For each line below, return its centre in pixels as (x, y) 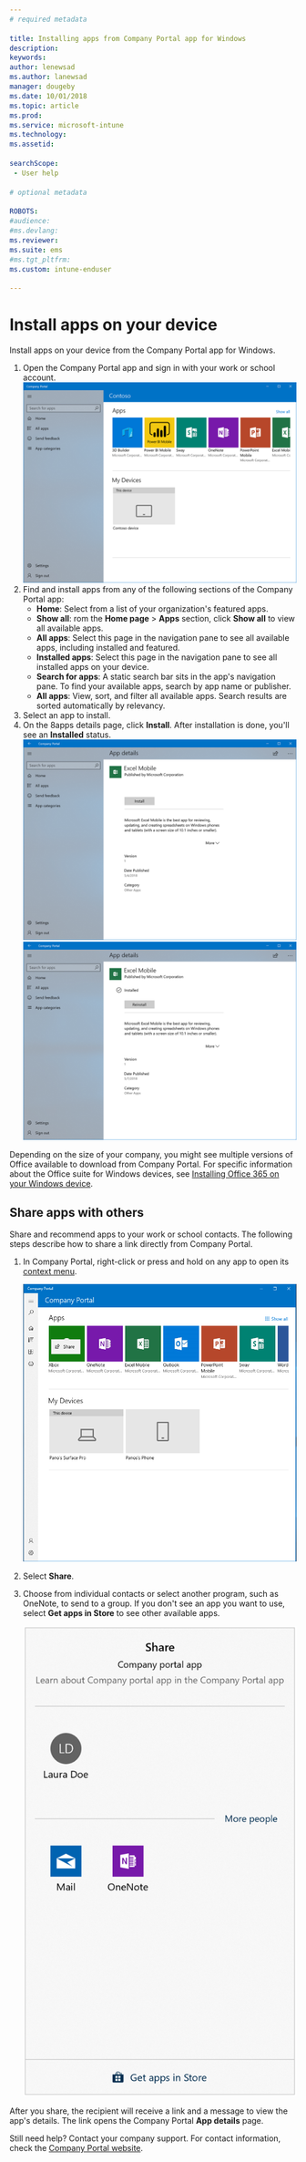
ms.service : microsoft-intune (67, 125)
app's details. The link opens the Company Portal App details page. (137, 2121)
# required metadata (49, 19)
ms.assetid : (32, 144)
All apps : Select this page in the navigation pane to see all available (163, 637)
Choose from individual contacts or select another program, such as (151, 1593)
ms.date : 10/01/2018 (49, 96)
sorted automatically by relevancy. (101, 705)
